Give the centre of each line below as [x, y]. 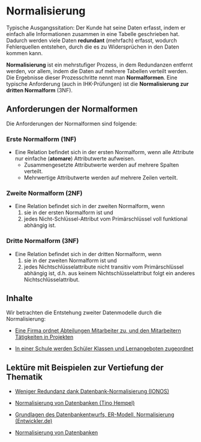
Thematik [25, 377]
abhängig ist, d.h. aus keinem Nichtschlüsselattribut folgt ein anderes [109, 273]
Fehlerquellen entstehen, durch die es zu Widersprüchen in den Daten [93, 47]
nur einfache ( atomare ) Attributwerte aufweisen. [75, 159]
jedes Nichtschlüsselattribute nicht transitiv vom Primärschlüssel [104, 267]
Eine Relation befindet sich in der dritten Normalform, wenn [88, 254]
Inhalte [19, 298]
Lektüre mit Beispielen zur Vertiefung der [85, 367]
